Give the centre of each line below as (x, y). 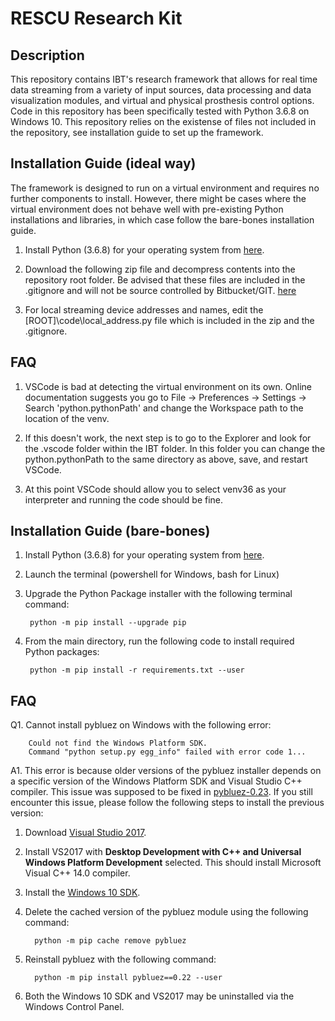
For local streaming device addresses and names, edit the (144, 309)
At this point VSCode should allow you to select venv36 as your (155, 489)
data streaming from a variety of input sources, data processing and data (161, 90)
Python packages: (62, 652)
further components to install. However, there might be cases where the (158, 198)
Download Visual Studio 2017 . (85, 833)
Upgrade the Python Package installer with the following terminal (158, 594)
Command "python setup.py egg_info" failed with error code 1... (167, 752)
